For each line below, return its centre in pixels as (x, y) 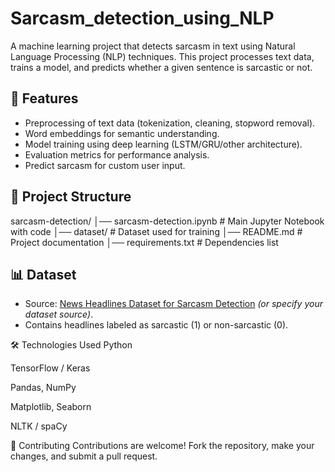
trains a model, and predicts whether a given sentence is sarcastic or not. (161, 67)
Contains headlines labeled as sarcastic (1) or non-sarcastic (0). (156, 325)
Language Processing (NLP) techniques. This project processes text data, (162, 56)
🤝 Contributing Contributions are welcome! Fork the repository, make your (162, 446)
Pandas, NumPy (43, 388)
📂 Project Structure (71, 197)
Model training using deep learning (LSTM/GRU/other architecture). (163, 144)
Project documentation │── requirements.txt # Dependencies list (144, 242)
